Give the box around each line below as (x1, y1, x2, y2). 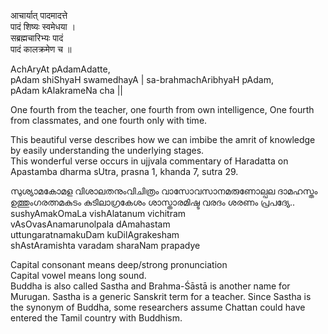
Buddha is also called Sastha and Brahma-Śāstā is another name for (10, 280, 291, 292)
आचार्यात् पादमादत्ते (10, 10, 68, 21)
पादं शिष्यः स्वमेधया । (10, 21, 77, 32)
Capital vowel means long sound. (10, 270, 147, 281)
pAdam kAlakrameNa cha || (10, 85, 123, 96)
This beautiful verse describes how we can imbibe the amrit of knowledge (10, 134, 316, 145)
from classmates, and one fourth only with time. (10, 115, 208, 126)
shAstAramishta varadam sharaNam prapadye (10, 240, 201, 251)
